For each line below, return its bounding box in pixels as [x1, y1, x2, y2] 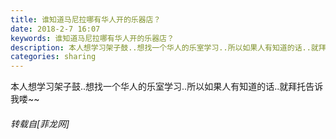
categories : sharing [10, 52, 97, 62]
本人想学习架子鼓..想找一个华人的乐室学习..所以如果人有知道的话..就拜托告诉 [10, 81, 324, 93]
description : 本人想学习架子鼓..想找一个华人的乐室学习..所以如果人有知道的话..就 [10, 42, 319, 53]
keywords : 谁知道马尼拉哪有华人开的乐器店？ [10, 33, 175, 43]
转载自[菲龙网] [10, 117, 70, 130]
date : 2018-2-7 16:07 [10, 24, 101, 34]
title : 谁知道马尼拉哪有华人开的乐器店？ [10, 14, 162, 25]
